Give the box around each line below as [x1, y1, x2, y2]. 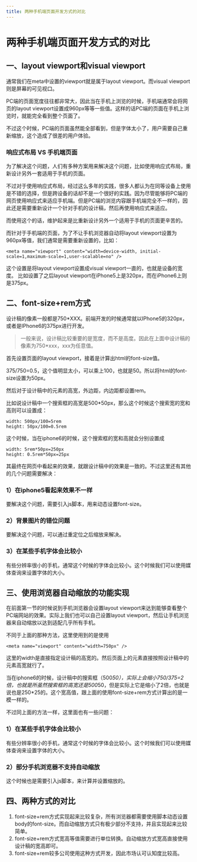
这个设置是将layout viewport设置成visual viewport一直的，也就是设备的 [6, 264, 178, 271]
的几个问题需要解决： [6, 469, 57, 477]
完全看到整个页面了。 [31, 112, 83, 119]
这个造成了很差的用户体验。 [26, 132, 94, 139]
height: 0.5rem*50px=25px [6, 451, 69, 457]
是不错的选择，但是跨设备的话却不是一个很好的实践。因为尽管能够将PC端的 [6, 189, 188, 197]
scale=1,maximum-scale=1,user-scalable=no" [6, 253, 114, 259]
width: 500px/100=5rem [6, 418, 62, 424]
